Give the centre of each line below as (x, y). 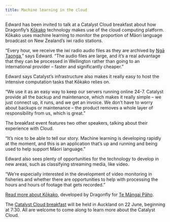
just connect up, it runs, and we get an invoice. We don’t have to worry (79, 102)
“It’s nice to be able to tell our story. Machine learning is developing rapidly (83, 138)
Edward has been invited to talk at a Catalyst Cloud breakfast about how (81, 24)
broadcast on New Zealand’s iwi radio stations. (54, 41)
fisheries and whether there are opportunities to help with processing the (82, 179)
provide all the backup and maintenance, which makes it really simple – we (83, 97)
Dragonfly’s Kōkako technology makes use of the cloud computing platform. (85, 30)
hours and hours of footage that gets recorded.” (55, 184)
